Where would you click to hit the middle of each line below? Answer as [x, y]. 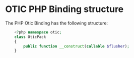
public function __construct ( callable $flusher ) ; [76, 46]
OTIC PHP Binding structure [64, 9]
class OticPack [30, 37]
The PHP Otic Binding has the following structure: [57, 23]
